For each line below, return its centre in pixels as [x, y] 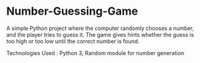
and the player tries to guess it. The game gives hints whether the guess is [100, 34]
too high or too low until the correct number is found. [73, 41]
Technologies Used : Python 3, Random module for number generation [95, 53]
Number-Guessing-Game [72, 11]
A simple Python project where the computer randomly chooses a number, [100, 28]
